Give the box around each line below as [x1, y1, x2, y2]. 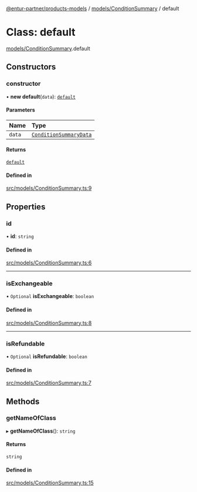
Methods [6, 396, 40, 406]
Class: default [6, 26, 76, 39]
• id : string [6, 232, 34, 240]
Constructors [6, 62, 56, 72]
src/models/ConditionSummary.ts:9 [6, 185, 92, 192]
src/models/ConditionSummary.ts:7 [6, 379, 92, 387]
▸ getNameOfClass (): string [6, 427, 76, 434]
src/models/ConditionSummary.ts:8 [6, 319, 92, 326]
